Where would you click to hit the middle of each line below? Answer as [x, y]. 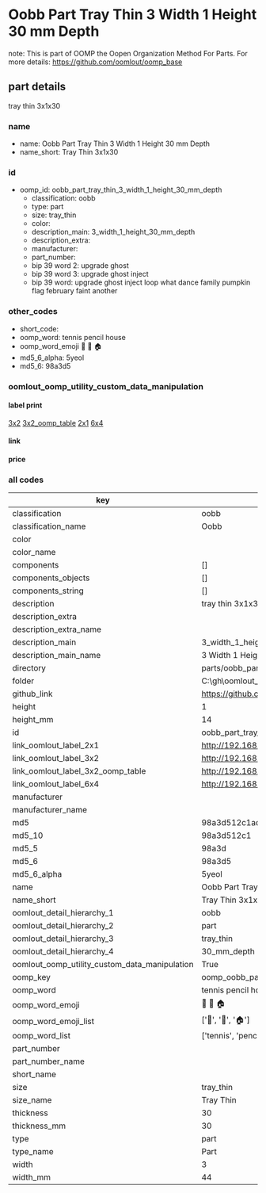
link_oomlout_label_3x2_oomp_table [79, 771]
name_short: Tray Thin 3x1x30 [69, 152]
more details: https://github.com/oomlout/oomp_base [95, 62]
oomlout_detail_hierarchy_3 [63, 939]
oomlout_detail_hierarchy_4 [63, 951]
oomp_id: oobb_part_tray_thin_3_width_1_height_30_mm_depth [121, 190]
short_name [34, 1074]
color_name [34, 553]
